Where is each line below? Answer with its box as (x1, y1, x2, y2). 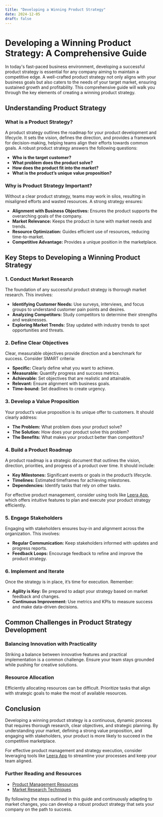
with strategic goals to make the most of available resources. (5, 690, 128, 696)
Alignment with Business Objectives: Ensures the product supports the (12, 208, 158, 214)
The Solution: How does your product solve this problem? (12, 429, 129, 435)
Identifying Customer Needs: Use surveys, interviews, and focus (12, 301, 144, 307)
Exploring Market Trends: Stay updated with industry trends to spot (12, 322, 150, 327)
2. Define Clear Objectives (5, 339, 69, 346)
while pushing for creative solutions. (5, 662, 78, 668)
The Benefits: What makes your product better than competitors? (12, 434, 144, 440)
